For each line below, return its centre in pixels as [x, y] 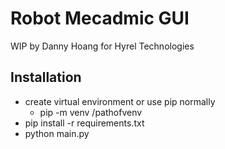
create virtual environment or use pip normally [120, 101]
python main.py [57, 133]
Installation [46, 77]
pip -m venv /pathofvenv [91, 112]
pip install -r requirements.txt [84, 123]
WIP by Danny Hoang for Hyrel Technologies [102, 46]
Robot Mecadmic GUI [100, 18]
